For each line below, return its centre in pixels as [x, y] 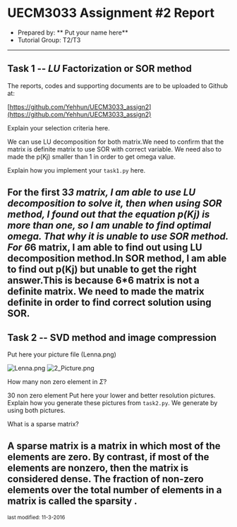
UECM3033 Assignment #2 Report [111, 13]
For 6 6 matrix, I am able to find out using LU [105, 248]
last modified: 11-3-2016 [36, 517]
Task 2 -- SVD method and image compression [112, 337]
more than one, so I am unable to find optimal [109, 226]
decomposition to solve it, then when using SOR [115, 203]
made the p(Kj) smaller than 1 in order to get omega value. [92, 156]
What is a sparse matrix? [43, 423]
